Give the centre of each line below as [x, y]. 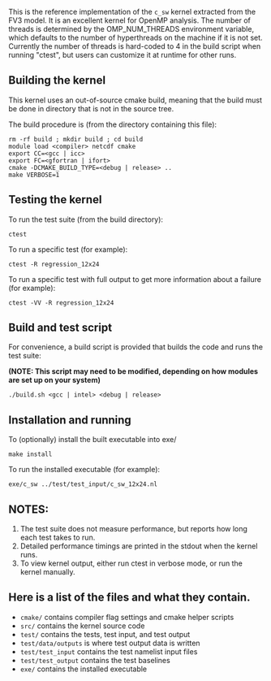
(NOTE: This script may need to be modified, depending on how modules [133, 371]
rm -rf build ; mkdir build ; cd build [76, 139]
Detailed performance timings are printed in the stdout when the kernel [139, 546]
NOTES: [29, 509]
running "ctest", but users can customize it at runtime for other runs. [123, 55]
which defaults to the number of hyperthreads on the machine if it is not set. [135, 37]
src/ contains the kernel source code [82, 626]
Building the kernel [57, 80]
